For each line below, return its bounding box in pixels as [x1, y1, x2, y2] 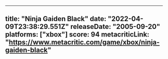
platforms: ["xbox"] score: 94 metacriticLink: [5, 30, 149, 39]
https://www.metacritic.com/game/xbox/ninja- [8, 38, 160, 46]
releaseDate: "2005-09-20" [70, 22, 160, 31]
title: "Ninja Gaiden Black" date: [5, 14, 106, 23]
